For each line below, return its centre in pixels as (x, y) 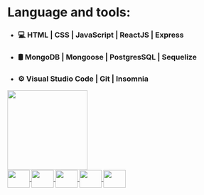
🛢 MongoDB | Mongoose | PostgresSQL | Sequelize (107, 57)
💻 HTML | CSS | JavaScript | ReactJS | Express (101, 35)
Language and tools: (69, 12)
